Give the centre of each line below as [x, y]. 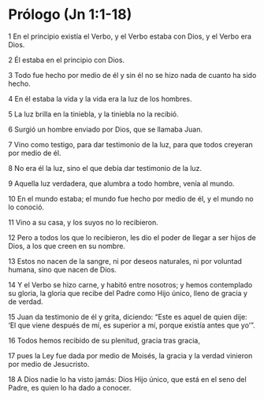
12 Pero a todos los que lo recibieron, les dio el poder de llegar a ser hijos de [132, 237]
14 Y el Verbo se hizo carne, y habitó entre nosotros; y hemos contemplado [130, 284]
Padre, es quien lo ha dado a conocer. [70, 387]
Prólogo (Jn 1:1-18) [70, 15]
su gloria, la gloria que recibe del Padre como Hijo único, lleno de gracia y [128, 293]
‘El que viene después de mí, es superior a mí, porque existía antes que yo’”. [132, 325]
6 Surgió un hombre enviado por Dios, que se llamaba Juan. [106, 129]
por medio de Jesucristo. [49, 364]
